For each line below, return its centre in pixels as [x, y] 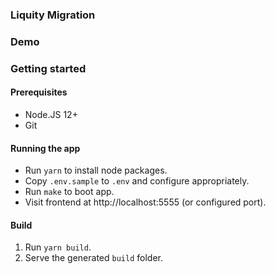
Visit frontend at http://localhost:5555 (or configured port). [145, 202]
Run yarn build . [58, 247]
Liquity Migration [53, 15]
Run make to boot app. [69, 192]
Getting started [48, 68]
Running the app [45, 148]
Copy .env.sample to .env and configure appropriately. [137, 181]
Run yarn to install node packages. [96, 170]
